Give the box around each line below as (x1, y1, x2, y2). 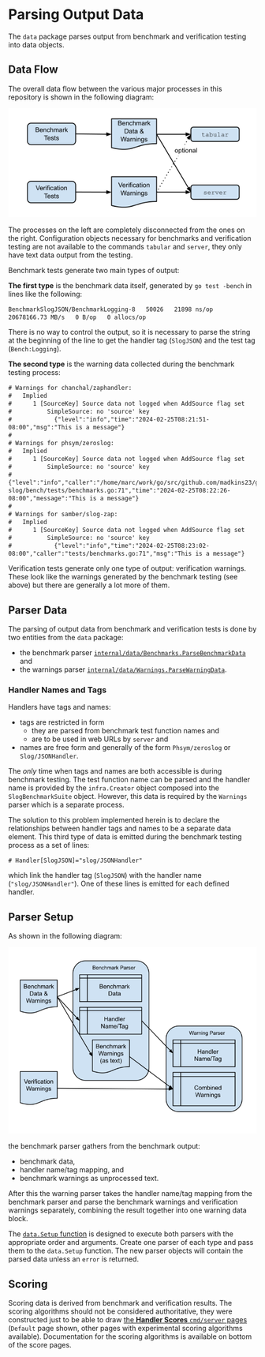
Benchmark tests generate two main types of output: (8, 266, 180, 276)
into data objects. (8, 39, 65, 49)
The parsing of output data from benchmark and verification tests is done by (8, 624, 257, 634)
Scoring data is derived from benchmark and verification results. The (8, 1299, 233, 1308)
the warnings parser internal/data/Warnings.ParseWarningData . (19, 665, 227, 674)
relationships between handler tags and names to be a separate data (8, 823, 231, 834)
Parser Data (8, 603, 68, 617)
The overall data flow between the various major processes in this (8, 84, 222, 93)
